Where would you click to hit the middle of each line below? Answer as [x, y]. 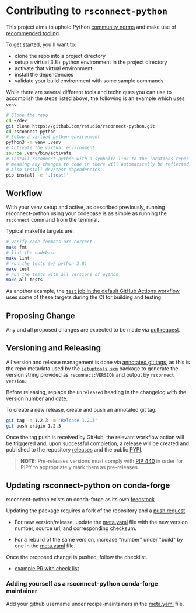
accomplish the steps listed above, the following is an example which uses [95, 98]
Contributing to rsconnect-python [87, 11]
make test [18, 269]
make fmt [17, 247]
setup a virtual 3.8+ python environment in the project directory [91, 62]
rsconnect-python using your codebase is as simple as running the [87, 213]
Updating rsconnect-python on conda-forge [88, 486]
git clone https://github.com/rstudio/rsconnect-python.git [81, 126]
